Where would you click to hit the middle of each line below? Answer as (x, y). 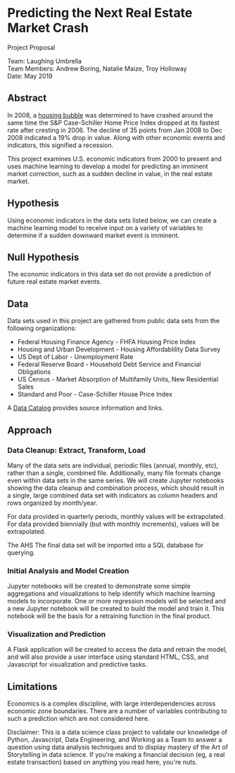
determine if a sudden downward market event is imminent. (94, 235)
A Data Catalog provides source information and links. (85, 408)
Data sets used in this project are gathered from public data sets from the (114, 321)
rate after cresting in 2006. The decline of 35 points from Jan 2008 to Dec (115, 130)
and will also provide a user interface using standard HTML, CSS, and (108, 657)
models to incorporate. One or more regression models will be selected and (117, 601)
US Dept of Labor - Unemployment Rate (75, 357)
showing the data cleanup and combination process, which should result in (116, 488)
